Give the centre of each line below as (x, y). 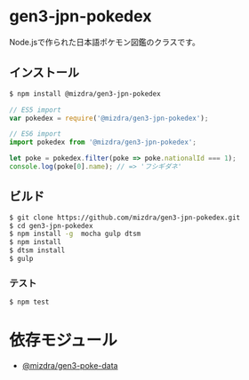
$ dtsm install (37, 250)
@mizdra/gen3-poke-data (70, 366)
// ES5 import (36, 110)
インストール (44, 73)
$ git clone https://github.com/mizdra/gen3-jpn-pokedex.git (125, 218)
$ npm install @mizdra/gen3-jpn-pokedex (85, 94)
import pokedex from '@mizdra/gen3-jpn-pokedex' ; (103, 142)
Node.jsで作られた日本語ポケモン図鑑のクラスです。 (104, 42)
